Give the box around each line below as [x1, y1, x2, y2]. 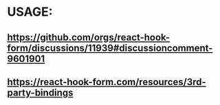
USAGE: [7, 4, 53, 20]
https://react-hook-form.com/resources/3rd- [7, 76, 206, 88]
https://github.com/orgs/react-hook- [7, 32, 170, 43]
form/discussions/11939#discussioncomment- [7, 42, 213, 54]
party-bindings [7, 86, 74, 98]
